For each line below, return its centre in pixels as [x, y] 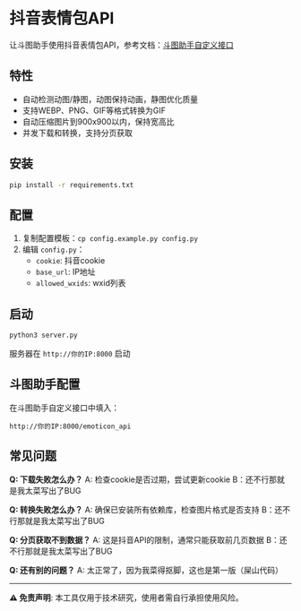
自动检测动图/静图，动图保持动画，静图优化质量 [110, 99]
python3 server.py [43, 336]
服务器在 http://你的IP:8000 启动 [70, 353]
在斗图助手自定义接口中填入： [64, 408]
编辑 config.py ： [53, 250]
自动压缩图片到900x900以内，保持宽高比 [98, 121]
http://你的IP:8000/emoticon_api [70, 426]
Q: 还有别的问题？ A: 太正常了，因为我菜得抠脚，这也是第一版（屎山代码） [146, 570]
